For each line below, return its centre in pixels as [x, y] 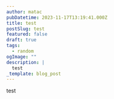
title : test [21, 23]
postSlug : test [26, 29]
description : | [26, 62]
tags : [13, 46]
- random [23, 51]
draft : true [21, 40]
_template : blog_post [34, 74]
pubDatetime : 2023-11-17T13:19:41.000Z [57, 18]
